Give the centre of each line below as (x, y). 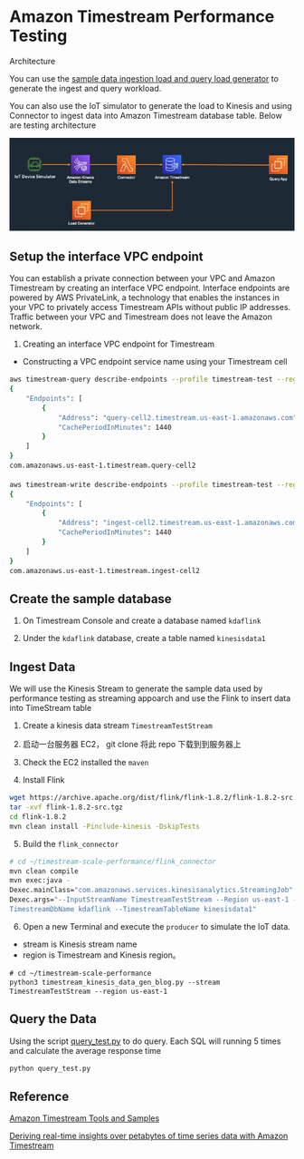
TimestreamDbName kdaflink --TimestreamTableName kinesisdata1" (133, 910)
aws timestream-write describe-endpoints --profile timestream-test (141, 484)
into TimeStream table (51, 708)
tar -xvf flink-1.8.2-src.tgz (66, 808)
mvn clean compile (44, 871)
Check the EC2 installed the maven (85, 763)
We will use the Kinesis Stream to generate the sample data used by (136, 689)
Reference (39, 1096)
